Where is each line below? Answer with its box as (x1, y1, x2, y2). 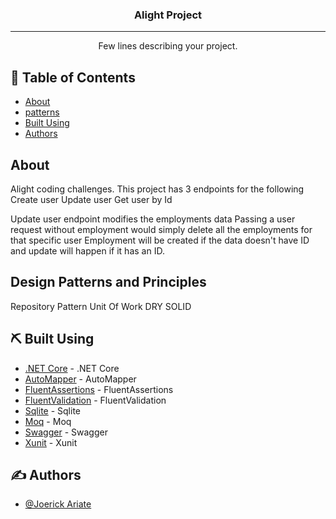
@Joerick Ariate (24, 498, 92, 510)
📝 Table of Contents (10, 69, 136, 86)
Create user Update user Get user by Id (10, 193, 173, 205)
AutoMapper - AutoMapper (24, 373, 137, 385)
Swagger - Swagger (24, 426, 108, 438)
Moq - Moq (24, 415, 72, 427)
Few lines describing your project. (98, 40, 238, 52)
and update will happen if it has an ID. (10, 244, 165, 257)
